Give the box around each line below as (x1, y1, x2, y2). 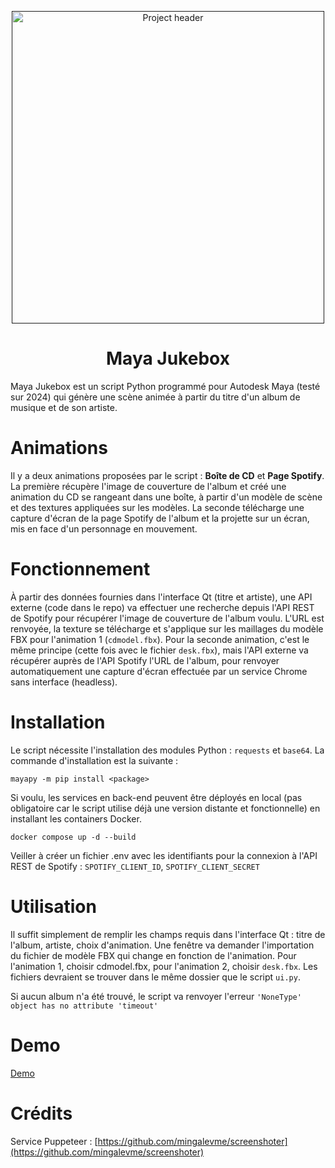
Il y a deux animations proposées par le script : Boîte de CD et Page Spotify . (10, 469, 325, 481)
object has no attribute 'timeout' (10, 1001, 159, 1011)
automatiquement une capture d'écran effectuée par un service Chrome (10, 665, 308, 677)
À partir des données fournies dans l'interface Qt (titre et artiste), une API (10, 591, 313, 603)
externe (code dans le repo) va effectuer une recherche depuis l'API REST (10, 601, 315, 613)
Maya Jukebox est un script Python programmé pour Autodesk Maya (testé (10, 380, 321, 392)
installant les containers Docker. (10, 812, 142, 825)
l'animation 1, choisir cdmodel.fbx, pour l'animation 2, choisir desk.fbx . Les (10, 960, 318, 972)
